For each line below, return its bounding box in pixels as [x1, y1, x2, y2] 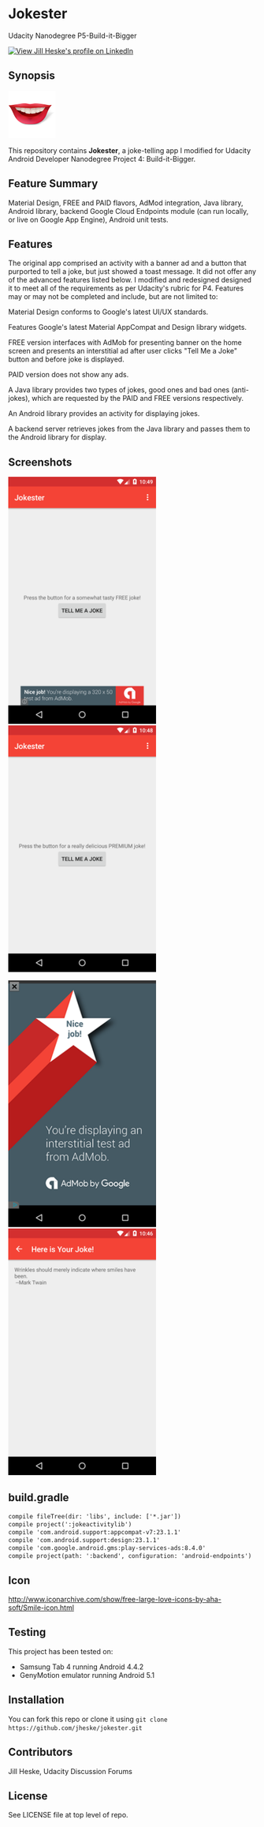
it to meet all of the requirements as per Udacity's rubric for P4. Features [8, 283, 244, 293]
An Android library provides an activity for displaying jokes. [8, 409, 200, 418]
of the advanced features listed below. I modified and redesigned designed [8, 275, 252, 285]
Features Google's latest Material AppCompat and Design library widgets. [8, 323, 247, 332]
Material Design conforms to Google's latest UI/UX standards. [8, 307, 209, 316]
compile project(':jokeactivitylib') [8, 1521, 132, 1529]
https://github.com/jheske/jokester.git [8, 1724, 143, 1732]
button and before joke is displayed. [8, 354, 125, 364]
